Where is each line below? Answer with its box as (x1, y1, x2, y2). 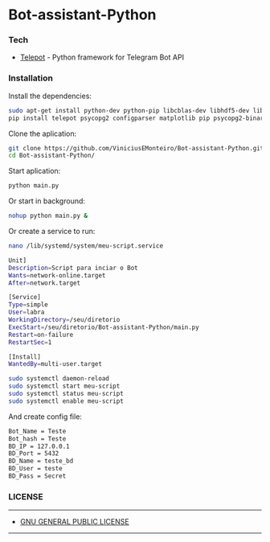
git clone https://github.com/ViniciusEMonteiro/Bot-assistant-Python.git (8, 144, 264, 152)
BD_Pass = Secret (8, 472, 67, 480)
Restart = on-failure (8, 331, 74, 339)
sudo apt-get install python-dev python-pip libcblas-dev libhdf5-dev (8, 106, 250, 114)
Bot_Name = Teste (8, 427, 67, 435)
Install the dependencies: (8, 91, 92, 101)
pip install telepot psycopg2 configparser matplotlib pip (8, 114, 211, 122)
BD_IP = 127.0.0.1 (8, 442, 70, 450)
